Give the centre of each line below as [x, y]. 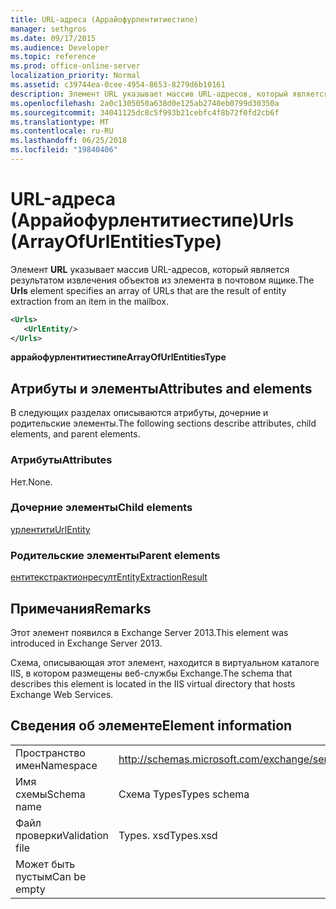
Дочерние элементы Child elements [101, 508]
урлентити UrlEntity [50, 529]
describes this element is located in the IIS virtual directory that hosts [153, 683]
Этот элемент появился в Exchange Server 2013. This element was [149, 632]
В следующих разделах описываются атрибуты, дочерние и [139, 413]
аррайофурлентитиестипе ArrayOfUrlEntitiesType [118, 357]
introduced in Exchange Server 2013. [86, 643]
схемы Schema [50, 794]
